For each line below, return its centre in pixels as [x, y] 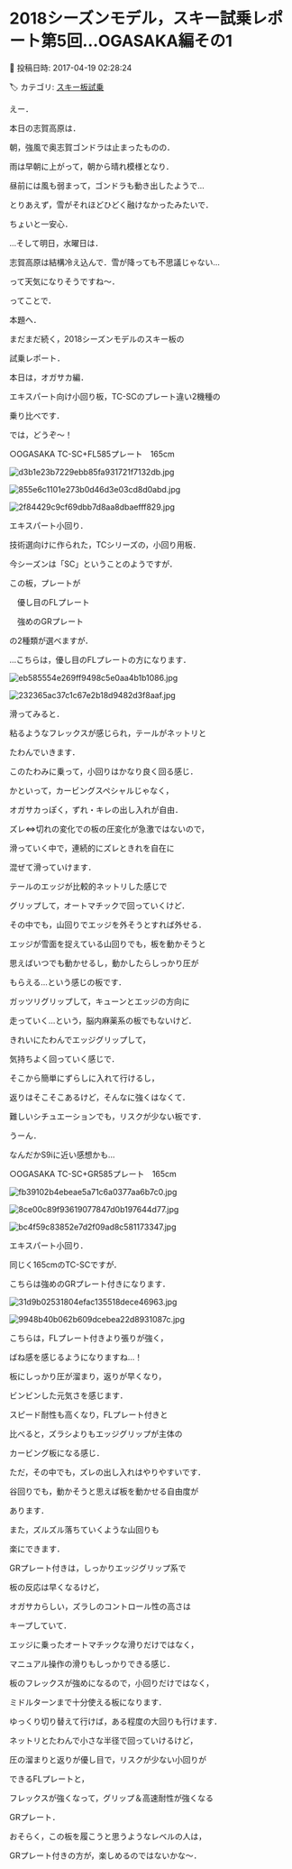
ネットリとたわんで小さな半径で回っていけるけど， [104, 1740]
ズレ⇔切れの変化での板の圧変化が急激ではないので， [109, 829]
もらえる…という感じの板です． [68, 982]
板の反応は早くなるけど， [57, 1587]
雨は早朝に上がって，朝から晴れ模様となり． [91, 166]
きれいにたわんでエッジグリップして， [80, 1039]
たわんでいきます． [45, 752]
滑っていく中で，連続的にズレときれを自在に [92, 848]
